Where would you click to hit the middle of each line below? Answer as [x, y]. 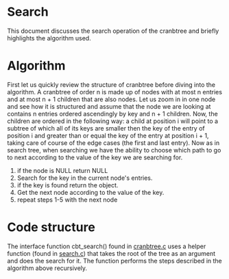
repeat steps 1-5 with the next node [67, 200]
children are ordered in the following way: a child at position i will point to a [112, 121]
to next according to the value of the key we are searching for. [95, 157]
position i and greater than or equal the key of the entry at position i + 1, [108, 135]
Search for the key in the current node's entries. [85, 178]
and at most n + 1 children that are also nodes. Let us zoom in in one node [111, 99]
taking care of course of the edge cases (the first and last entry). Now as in [113, 143]
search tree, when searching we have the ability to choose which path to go [114, 150]
